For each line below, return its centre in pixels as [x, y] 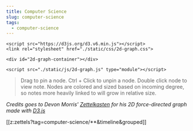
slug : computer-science [35, 17]
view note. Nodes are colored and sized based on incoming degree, [102, 87]
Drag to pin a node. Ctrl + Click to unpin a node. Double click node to [104, 80]
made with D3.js [26, 111]
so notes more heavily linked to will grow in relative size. [88, 93]
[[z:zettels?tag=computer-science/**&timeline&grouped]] [76, 122]
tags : [13, 22]
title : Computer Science [36, 11]
